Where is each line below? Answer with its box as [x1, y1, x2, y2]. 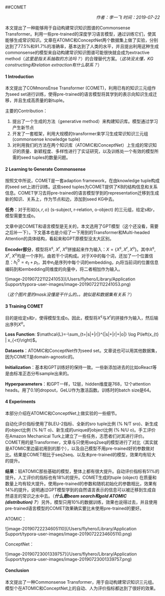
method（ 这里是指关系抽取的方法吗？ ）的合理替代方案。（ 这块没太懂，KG [5, 56, 154, 61]
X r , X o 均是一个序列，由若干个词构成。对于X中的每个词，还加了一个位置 [5, 252, 149, 259]
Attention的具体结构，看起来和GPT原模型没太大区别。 [5, 236, 114, 241]
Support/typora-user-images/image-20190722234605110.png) [5, 531, 132, 537]
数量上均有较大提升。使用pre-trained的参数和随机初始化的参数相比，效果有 [5, 480, 157, 486]
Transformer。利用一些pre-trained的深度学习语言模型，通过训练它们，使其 [5, 31, 156, 37]
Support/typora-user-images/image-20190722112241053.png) [5, 281, 131, 287]
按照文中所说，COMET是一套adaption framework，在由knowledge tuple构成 [5, 178, 160, 184]
